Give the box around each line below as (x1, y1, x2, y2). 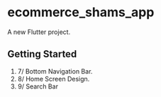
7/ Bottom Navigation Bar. (17, 67, 93, 75)
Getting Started (7, 48, 77, 60)
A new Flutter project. (7, 28, 71, 36)
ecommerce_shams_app (7, 4, 155, 21)
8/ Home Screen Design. (17, 74, 90, 83)
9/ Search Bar (17, 82, 59, 91)
